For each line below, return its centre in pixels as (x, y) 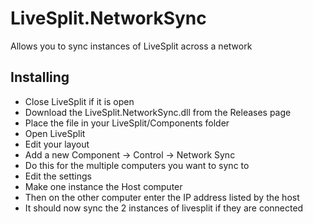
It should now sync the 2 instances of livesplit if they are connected (164, 208)
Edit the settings (58, 176)
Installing (40, 77)
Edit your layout (57, 144)
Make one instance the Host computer (103, 186)
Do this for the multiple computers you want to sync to (137, 165)
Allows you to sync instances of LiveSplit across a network (131, 46)
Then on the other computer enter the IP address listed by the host (162, 197)
